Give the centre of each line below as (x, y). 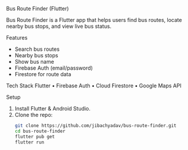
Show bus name (34, 62)
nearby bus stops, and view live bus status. (59, 26)
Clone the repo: (34, 115)
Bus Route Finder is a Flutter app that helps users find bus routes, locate (94, 20)
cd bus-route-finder (40, 131)
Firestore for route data (43, 74)
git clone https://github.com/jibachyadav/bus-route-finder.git (95, 126)
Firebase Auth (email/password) (54, 68)
